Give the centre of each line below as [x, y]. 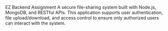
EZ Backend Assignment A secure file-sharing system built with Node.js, [81, 7]
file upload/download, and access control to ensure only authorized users [82, 18]
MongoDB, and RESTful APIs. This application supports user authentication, [84, 12]
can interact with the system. [35, 23]
